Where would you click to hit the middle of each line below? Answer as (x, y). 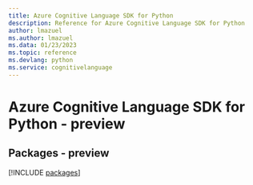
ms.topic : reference (43, 53)
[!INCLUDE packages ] (44, 172)
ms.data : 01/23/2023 (43, 45)
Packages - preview (59, 154)
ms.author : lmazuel (41, 38)
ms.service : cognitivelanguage (60, 68)
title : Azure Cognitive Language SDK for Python (91, 16)
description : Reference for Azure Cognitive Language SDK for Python (127, 23)
